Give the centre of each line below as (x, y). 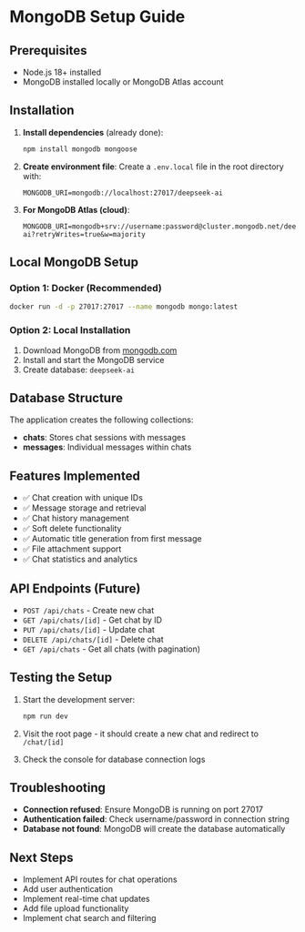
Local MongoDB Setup (74, 263)
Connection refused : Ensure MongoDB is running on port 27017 (143, 810)
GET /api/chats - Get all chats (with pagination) (112, 649)
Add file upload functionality (76, 908)
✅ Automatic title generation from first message (112, 539)
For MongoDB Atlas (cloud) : (76, 209)
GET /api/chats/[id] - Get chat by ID (92, 620)
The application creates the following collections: (102, 420)
